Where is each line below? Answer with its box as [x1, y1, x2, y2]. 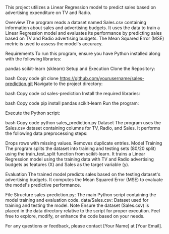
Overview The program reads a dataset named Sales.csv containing [5, 20, 146, 25]
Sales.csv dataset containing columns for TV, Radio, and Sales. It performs [5, 125, 160, 131]
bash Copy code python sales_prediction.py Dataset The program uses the [5, 120, 161, 125]
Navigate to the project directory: [33, 81, 103, 87]
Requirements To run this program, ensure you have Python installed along [5, 50, 160, 56]
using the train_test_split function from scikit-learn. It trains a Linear [5, 151, 145, 157]
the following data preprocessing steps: [5, 130, 88, 136]
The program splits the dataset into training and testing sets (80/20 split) [5, 145, 156, 151]
